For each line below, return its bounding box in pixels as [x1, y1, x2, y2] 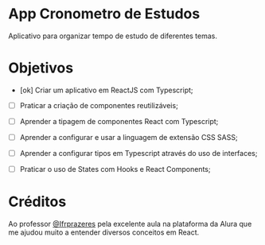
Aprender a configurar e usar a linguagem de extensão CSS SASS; [19, 133, 238, 142]
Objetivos [8, 59, 74, 77]
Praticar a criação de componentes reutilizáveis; [19, 100, 179, 110]
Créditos [8, 192, 67, 211]
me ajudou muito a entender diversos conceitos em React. [8, 227, 200, 237]
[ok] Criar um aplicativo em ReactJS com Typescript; [19, 85, 193, 95]
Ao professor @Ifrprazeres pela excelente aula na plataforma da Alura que [8, 220, 252, 229]
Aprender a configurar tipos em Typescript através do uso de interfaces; [19, 149, 258, 158]
